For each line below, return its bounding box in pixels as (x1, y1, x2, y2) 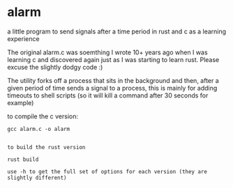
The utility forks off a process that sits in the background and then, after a (7, 76, 220, 84)
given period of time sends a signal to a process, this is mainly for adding (7, 84, 218, 92)
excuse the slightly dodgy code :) (7, 63, 103, 71)
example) (7, 98, 34, 107)
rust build (7, 156, 39, 163)
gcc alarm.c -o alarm (7, 125, 70, 132)
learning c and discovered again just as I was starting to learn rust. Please (7, 55, 220, 63)
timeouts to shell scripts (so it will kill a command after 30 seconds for (7, 91, 209, 100)
